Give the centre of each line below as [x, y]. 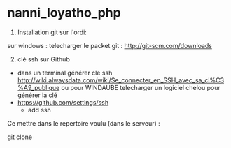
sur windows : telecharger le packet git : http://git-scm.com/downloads [110, 45]
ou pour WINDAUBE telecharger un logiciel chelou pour [141, 87]
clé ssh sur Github [43, 59]
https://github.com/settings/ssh [63, 102]
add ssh [39, 110]
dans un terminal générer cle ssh [65, 73]
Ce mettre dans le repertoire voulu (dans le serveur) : [84, 123]
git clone [20, 137]
